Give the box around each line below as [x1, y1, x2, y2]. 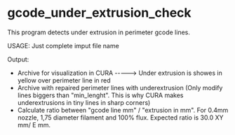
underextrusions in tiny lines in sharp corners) [17, 98, 151, 106]
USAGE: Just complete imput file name [7, 41, 119, 50]
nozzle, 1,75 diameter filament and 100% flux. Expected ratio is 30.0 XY [17, 113, 224, 122]
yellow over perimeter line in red [17, 76, 111, 85]
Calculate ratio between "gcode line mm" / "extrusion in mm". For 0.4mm [17, 106, 229, 114]
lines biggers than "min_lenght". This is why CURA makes [17, 91, 184, 99]
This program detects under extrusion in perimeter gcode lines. [7, 28, 191, 36]
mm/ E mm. [17, 120, 51, 129]
